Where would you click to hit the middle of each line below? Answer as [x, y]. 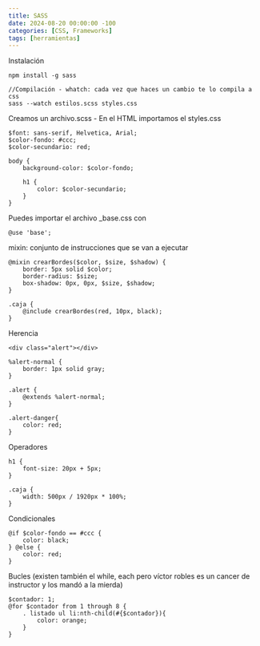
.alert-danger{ [34, 418]
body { [19, 161]
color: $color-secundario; [82, 189]
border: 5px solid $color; [68, 269]
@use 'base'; [30, 233]
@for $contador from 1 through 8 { [68, 607]
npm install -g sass [43, 76]
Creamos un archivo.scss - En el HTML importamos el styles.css [115, 119]
